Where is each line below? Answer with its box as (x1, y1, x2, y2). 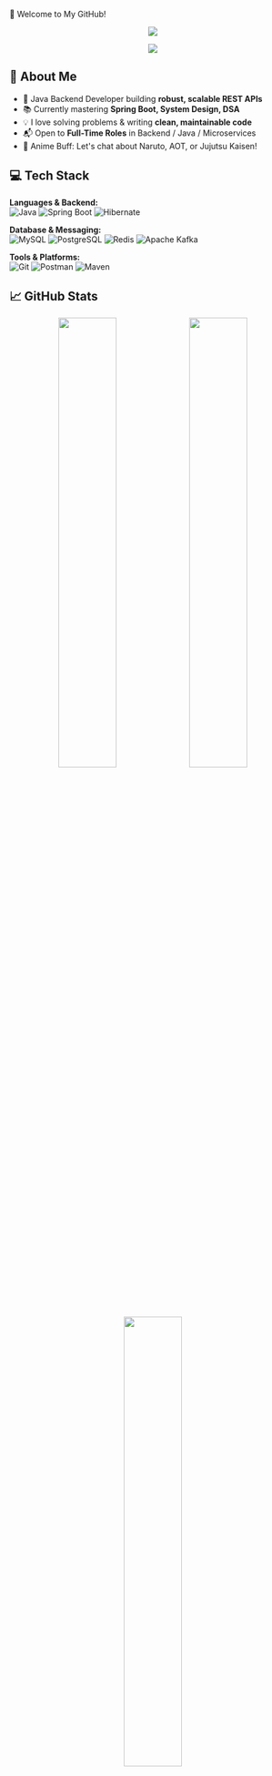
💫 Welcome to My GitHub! (9, 9, 106, 19)
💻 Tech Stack (9, 168, 90, 184)
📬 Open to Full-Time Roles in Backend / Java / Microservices (22, 128, 257, 138)
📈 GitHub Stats (9, 289, 98, 304)
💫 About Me (9, 69, 77, 85)
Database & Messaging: (9, 224, 102, 235)
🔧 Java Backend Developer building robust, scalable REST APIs (22, 93, 263, 104)
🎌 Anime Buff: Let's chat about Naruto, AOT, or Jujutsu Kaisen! (22, 140, 257, 151)
